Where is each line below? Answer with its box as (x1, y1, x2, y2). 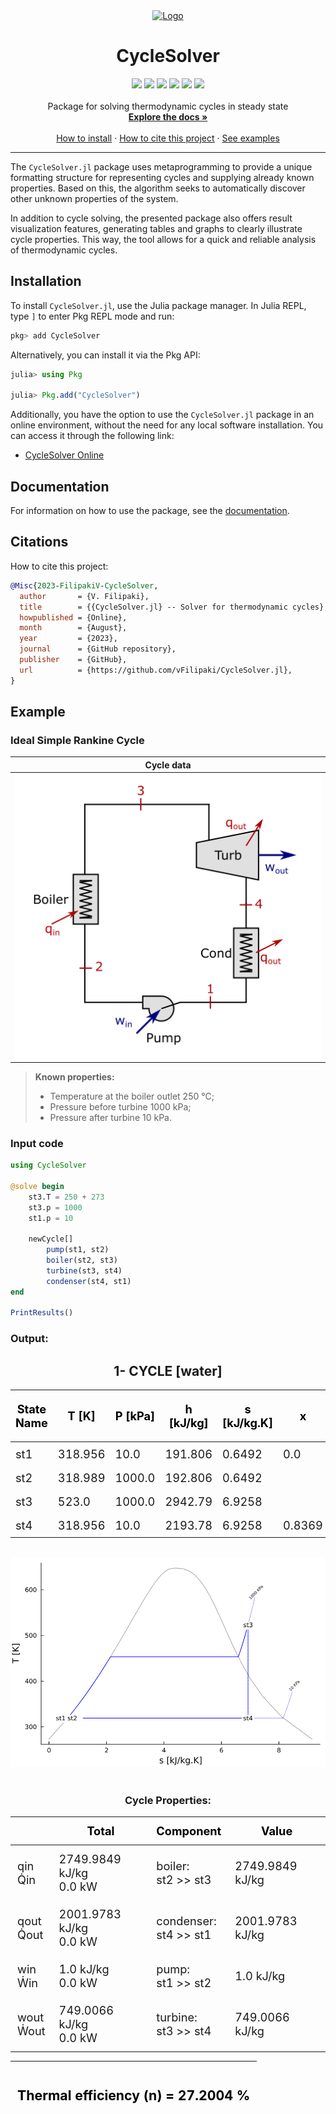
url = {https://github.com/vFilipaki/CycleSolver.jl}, (19, 665, 293, 675)
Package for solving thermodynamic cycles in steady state (47, 100, 289, 112)
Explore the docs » (128, 110, 208, 123)
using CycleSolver (10, 1160, 87, 1171)
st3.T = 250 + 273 (28, 1192, 105, 1202)
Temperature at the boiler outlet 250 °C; (49, 1090, 215, 1102)
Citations (10, 534, 69, 551)
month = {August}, (19, 623, 128, 633)
